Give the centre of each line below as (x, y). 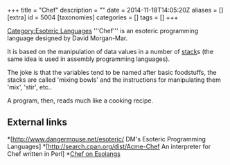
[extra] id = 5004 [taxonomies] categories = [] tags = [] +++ (93, 17)
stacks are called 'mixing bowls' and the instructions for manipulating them (114, 80)
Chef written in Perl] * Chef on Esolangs (64, 154)
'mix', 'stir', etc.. (30, 87)
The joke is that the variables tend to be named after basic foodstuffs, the (112, 72)
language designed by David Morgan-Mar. (68, 38)
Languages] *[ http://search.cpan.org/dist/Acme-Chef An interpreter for (109, 146)
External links (37, 122)
